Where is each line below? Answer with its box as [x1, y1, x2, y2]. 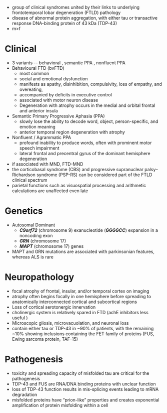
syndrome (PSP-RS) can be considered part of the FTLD [36, 172, 152, 178]
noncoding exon [19, 232, 53, 238]
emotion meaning [19, 123, 55, 129]
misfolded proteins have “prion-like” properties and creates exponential [11, 396, 159, 403]
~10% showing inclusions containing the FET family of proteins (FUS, [11, 331, 154, 337]
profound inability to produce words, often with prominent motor [19, 140, 152, 146]
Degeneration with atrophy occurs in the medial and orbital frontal [19, 102, 155, 108]
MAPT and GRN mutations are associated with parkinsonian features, [11, 248, 154, 254]
